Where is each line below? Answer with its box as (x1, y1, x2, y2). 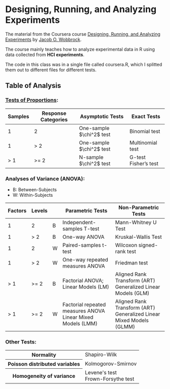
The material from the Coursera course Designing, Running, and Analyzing (5, 31, 161, 37)
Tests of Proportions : (5, 97, 59, 104)
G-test (130, 153, 146, 160)
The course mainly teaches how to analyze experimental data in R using (5, 46, 155, 52)
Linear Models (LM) (62, 283, 109, 290)
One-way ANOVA (62, 233, 105, 240)
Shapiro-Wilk (85, 351, 117, 358)
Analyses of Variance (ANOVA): (5, 175, 85, 182)
